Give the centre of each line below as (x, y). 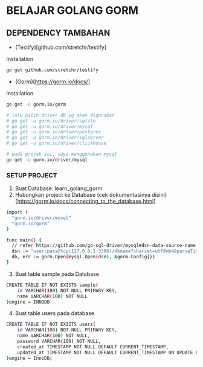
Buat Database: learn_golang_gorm (59, 188)
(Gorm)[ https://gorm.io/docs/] (53, 81)
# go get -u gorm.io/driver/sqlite (51, 121)
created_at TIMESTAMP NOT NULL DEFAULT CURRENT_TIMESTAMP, (93, 347)
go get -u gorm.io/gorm (36, 104)
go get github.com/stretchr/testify (52, 70)
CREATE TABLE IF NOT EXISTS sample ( (52, 285)
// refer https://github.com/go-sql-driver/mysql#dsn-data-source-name (104, 246)
